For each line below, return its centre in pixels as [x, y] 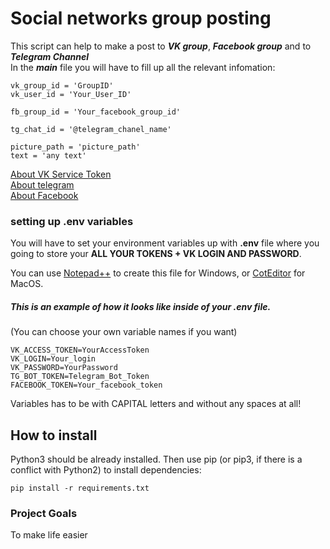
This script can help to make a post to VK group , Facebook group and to [161, 46]
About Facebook [44, 195]
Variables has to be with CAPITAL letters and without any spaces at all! [156, 404]
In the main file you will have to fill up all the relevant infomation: [143, 67]
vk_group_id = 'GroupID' [62, 85]
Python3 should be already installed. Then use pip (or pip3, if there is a [156, 459]
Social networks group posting [141, 18]
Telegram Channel [50, 56]
